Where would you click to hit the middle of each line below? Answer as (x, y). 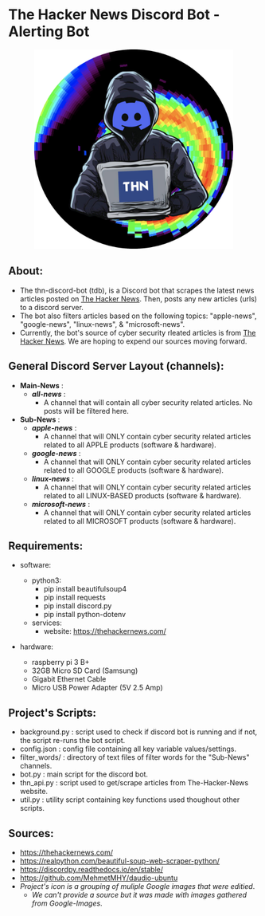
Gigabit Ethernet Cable (69, 679)
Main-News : (41, 385)
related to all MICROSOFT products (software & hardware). (140, 521)
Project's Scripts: (53, 712)
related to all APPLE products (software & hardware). (130, 445)
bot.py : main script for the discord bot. (84, 774)
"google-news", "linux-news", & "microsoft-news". (102, 324)
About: (26, 271)
